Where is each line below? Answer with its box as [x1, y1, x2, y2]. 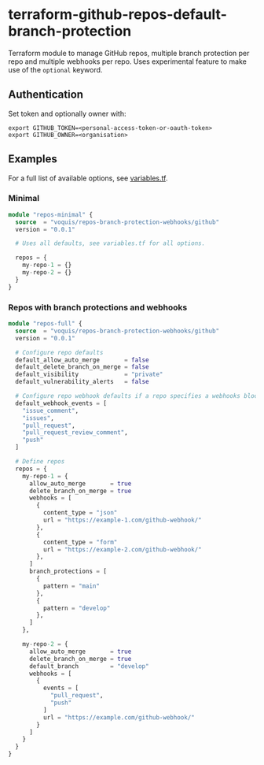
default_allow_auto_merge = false [15, 356, 149, 364]
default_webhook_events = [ [15, 399, 108, 407]
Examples [8, 152, 57, 166]
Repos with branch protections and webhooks [8, 302, 188, 313]
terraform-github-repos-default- [8, 6, 228, 24]
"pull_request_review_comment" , [22, 429, 128, 436]
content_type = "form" [42, 538, 118, 546]
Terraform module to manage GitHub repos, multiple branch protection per [8, 48, 250, 58]
